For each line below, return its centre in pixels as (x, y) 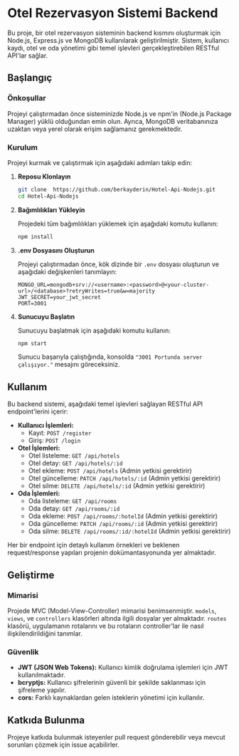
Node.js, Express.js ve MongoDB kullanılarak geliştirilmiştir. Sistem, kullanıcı (118, 40)
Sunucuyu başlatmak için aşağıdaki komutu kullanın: (94, 330)
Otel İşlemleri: (39, 448)
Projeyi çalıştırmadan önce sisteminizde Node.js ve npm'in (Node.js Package (119, 114)
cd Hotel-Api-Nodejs (48, 196)
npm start (32, 343)
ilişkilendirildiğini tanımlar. (45, 633)
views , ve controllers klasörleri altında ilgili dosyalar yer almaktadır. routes (117, 618)
